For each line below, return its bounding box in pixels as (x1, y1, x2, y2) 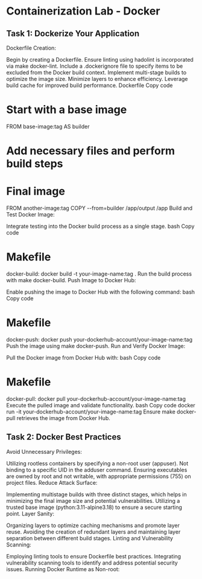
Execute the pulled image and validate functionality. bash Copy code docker (6, 401, 196, 409)
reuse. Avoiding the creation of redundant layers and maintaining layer (6, 528, 181, 535)
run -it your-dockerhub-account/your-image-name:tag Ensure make (6, 408, 176, 415)
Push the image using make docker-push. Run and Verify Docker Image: (6, 342, 186, 349)
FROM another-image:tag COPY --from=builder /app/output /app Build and (6, 204, 193, 212)
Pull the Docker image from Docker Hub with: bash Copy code (6, 354, 161, 361)
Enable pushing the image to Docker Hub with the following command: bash (6, 288, 195, 296)
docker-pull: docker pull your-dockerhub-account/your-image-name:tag (6, 395, 186, 403)
